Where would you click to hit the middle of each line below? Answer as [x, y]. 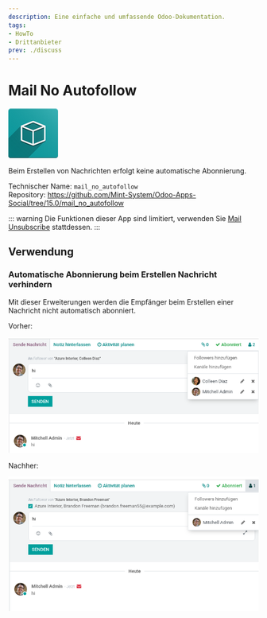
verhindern [31, 285]
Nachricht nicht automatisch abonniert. [72, 310]
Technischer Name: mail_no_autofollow [73, 186]
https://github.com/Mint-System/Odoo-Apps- [122, 195]
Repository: [27, 195]
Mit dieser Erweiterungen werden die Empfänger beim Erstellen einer [121, 301]
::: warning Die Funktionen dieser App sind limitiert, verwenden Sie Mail [125, 219]
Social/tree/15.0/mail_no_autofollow [66, 204]
